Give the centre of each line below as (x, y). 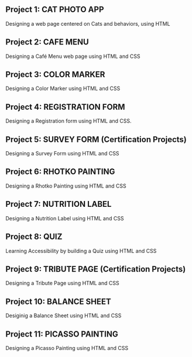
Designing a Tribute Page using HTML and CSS (62, 283)
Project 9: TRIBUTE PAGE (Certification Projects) (96, 269)
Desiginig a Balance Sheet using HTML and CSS (64, 316)
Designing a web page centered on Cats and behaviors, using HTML (88, 23)
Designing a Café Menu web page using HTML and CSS (73, 56)
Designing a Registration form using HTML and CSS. (69, 121)
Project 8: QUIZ (34, 237)
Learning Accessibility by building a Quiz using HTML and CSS (81, 251)
